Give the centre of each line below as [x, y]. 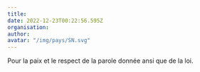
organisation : [28, 27]
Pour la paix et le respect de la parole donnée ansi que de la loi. [100, 61]
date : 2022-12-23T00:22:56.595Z [55, 21]
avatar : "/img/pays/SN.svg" [49, 41]
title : [17, 14]
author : [19, 34]
